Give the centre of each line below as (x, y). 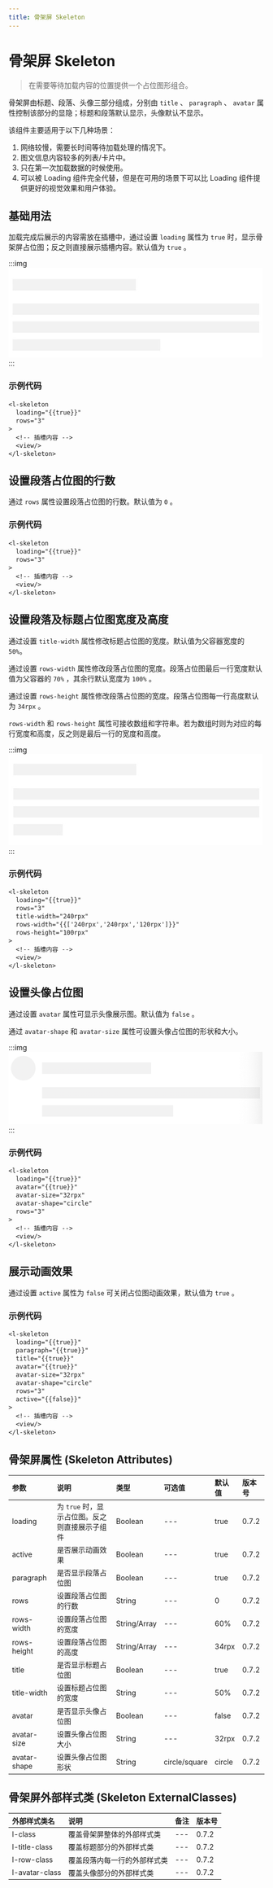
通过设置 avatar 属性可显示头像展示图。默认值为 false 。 (104, 1014)
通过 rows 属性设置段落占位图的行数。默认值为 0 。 (93, 502)
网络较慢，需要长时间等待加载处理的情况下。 (95, 147)
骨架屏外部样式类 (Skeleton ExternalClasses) (123, 1798)
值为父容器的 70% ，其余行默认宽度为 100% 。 (82, 678)
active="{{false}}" (49, 1400)
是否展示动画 (78, 1549)
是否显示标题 (78, 1665)
